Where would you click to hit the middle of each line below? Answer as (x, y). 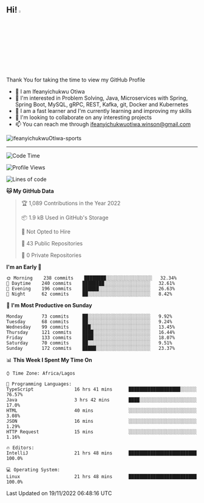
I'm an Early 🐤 (24, 267)
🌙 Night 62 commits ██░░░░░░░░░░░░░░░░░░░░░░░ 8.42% (89, 294)
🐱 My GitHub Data (30, 191)
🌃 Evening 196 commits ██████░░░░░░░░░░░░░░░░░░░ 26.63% (90, 289)
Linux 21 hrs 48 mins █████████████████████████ (102, 476)
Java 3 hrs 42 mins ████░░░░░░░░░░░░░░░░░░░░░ (102, 400)
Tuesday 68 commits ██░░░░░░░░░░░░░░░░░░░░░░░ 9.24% (89, 321)
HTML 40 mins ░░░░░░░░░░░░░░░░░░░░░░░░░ (102, 410)
